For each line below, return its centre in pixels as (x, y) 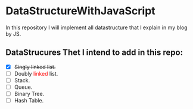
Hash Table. (29, 101)
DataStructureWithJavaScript (80, 11)
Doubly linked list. (36, 73)
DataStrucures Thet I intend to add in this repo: (94, 53)
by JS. (13, 33)
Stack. (22, 80)
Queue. (23, 87)
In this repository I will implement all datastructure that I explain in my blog (97, 27)
